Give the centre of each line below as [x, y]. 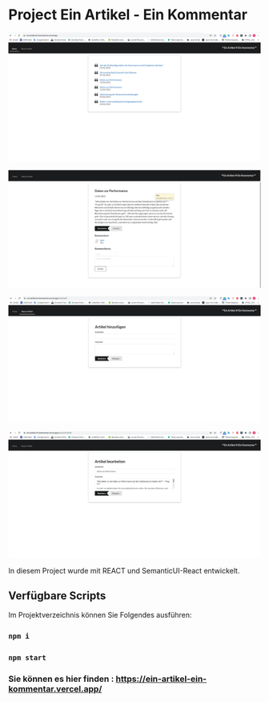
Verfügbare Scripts [57, 596]
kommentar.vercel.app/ [55, 689]
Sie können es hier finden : [61, 679]
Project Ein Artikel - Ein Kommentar [128, 15]
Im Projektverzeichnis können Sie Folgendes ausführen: [100, 615]
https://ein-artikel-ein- [161, 679]
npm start [27, 658]
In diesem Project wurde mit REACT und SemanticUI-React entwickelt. [124, 570]
